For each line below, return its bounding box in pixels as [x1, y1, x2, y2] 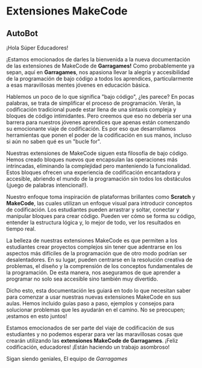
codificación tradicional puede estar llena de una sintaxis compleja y [6, 106, 177, 113]
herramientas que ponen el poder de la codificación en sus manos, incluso [6, 131, 192, 139]
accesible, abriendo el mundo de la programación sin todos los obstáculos [6, 175, 191, 182]
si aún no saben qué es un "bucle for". [6, 138, 101, 145]
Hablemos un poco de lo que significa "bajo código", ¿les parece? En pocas [6, 93, 195, 100]
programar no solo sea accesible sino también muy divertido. [6, 275, 159, 282]
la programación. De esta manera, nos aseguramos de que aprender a [6, 269, 181, 276]
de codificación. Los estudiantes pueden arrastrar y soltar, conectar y [6, 206, 180, 213]
